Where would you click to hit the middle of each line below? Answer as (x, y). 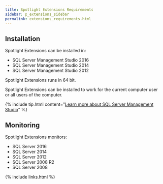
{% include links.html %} (30, 177)
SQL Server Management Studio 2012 (50, 71)
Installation (23, 39)
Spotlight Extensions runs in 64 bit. (41, 80)
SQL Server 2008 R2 (33, 162)
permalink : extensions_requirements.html (48, 19)
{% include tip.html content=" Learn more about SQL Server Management (79, 104)
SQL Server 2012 (29, 157)
